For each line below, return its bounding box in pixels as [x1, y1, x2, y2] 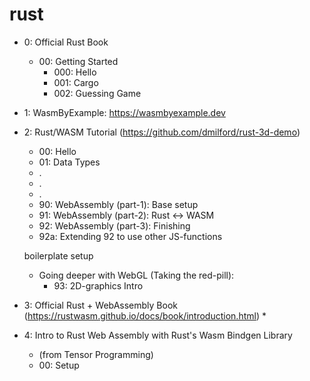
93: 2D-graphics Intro [53, 279, 144, 292]
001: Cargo [53, 76, 99, 88]
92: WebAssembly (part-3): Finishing [38, 219, 191, 232]
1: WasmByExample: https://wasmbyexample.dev [23, 106, 226, 118]
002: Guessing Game [53, 87, 142, 99]
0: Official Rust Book [23, 36, 109, 48]
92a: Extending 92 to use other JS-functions [38, 230, 223, 242]
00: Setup [38, 359, 80, 371]
